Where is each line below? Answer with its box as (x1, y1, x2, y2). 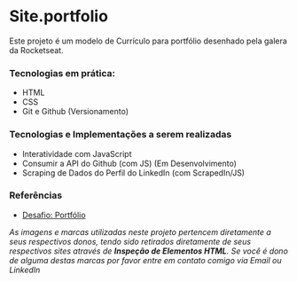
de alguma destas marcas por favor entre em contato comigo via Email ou (9, 255, 282, 265)
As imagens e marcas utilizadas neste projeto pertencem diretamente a (9, 226, 272, 237)
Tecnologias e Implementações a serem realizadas (9, 129, 232, 141)
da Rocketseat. (9, 44, 64, 55)
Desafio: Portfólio (21, 209, 86, 220)
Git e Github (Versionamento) (21, 106, 129, 117)
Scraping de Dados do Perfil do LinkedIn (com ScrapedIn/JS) (21, 167, 246, 178)
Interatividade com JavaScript (21, 148, 132, 159)
